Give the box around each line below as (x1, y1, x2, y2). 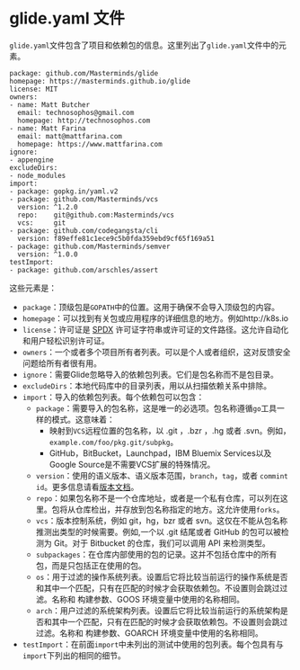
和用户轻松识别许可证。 (22, 335, 110, 346)
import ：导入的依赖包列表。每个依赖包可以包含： (22, 391, 205, 402)
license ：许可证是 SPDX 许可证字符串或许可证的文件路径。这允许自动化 (22, 324, 289, 335)
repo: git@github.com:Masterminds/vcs (17, 210, 175, 219)
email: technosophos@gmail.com (17, 108, 135, 117)
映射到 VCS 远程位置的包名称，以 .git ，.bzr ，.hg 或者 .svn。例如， (49, 424, 292, 436)
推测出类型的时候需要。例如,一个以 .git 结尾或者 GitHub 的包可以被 (35, 526, 281, 537)
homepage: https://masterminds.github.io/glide (9, 76, 191, 85)
